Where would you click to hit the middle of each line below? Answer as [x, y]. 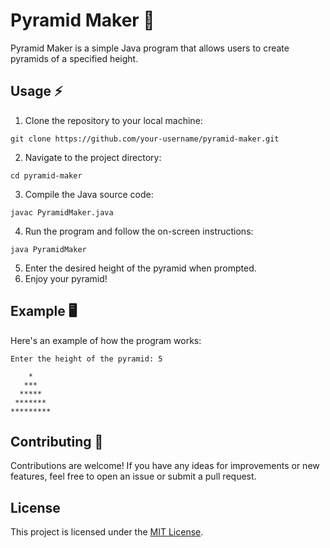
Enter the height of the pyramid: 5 [86, 359]
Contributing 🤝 [57, 441]
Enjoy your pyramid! [66, 278]
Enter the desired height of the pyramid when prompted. [140, 268]
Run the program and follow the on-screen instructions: [139, 231]
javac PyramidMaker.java [62, 212]
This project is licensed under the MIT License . [107, 532]
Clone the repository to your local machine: [113, 120]
